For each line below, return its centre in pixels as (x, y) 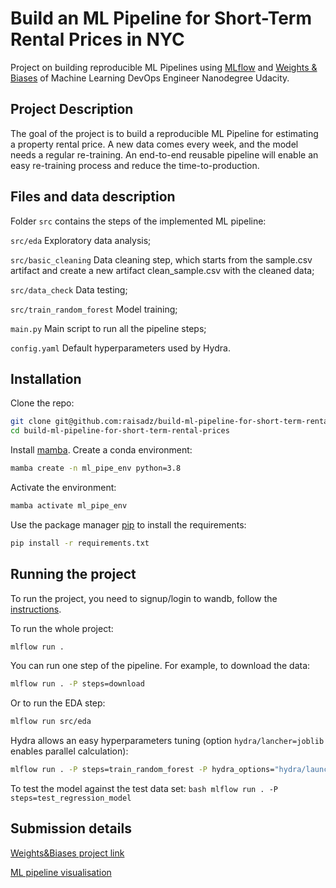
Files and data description (93, 197)
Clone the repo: (42, 403)
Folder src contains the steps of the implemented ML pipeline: (138, 221)
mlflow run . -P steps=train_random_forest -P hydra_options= (142, 770)
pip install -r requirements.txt (80, 543)
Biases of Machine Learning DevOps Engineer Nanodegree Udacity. (150, 78)
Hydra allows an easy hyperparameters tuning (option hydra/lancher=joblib (167, 741)
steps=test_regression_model (71, 798)
